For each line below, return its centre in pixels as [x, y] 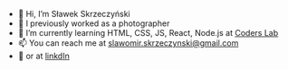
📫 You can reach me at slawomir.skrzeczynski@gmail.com [128, 43]
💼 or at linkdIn [43, 56]
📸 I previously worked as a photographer [94, 23]
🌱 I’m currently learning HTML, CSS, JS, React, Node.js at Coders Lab [148, 33]
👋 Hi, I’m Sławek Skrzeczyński [74, 14]
